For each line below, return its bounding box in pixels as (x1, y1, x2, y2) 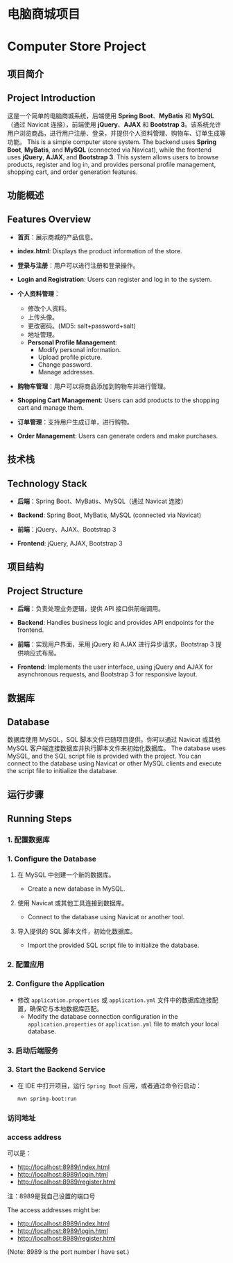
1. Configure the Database (7, 854, 97, 864)
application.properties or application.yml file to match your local (27, 1019, 220, 1028)
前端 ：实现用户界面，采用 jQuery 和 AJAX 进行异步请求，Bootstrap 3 (17, 640, 214, 649)
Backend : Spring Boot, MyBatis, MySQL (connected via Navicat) (17, 511, 202, 519)
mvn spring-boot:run (17, 1095, 77, 1102)
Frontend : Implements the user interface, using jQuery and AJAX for (17, 662, 213, 672)
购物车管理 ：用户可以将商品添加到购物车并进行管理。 (17, 382, 170, 390)
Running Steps (7, 813, 72, 825)
